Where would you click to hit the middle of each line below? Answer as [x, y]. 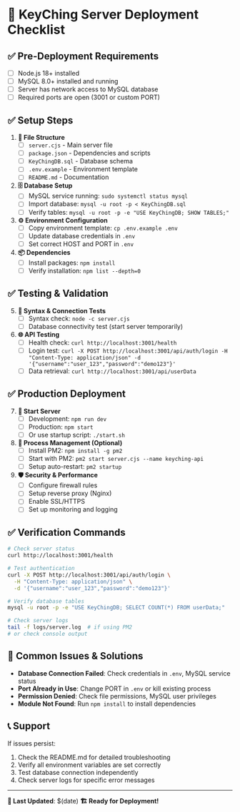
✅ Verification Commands [67, 532]
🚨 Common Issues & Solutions [75, 656]
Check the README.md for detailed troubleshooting [94, 757]
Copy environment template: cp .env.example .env [103, 228]
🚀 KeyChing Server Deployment [103, 15]
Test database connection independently [78, 772]
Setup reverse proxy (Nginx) [70, 493]
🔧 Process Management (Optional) [70, 443]
